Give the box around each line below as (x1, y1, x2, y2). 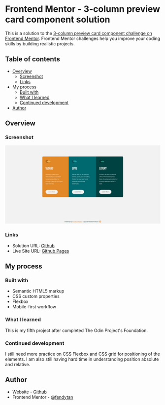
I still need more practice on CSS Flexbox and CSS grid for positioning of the (5, 351, 160, 357)
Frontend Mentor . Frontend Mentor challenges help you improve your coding (5, 36, 161, 41)
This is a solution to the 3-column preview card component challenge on (5, 30, 153, 36)
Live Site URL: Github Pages (12, 248, 69, 254)
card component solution (5, 14, 110, 25)
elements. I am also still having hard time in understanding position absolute (5, 356, 159, 362)
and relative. (5, 361, 31, 367)
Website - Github (12, 389, 47, 395)
